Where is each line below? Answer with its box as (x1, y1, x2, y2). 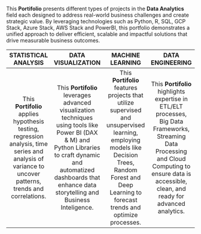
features (114, 84, 138, 92)
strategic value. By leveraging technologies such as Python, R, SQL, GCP (6, 18, 186, 25)
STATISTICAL (9, 51, 48, 59)
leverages (63, 91, 92, 99)
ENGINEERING (150, 59, 192, 66)
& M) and (64, 136, 90, 144)
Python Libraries (54, 144, 100, 151)
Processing (155, 147, 187, 155)
